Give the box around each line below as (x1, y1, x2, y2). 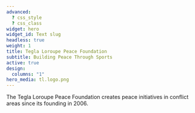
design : (6, 65, 26, 72)
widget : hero (6, 26, 39, 32)
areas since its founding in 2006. (6, 100, 89, 107)
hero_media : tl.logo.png (6, 77, 69, 83)
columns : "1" (12, 71, 45, 77)
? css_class (12, 20, 43, 26)
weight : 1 (6, 43, 32, 49)
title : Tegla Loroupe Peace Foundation (6, 49, 108, 55)
